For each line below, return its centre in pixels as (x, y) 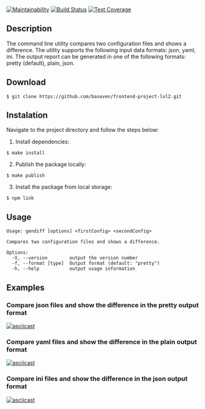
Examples (25, 287)
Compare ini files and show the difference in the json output (97, 379)
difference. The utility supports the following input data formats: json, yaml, (101, 50)
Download (26, 82)
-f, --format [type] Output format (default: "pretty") (86, 264)
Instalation (27, 116)
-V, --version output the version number (75, 258)
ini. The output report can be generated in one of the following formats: (96, 56)
